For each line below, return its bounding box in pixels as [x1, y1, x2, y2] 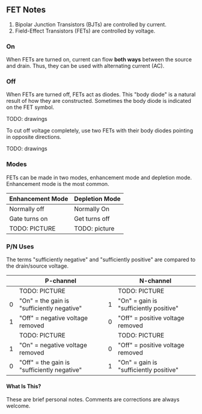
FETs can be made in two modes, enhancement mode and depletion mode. [6, 174, 192, 181]
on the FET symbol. [6, 103, 55, 111]
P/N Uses [6, 242, 34, 250]
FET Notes [6, 5, 46, 15]
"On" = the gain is [19, 297, 69, 304]
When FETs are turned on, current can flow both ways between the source [6, 56, 192, 63]
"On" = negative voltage [19, 341, 87, 349]
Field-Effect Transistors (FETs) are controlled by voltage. [14, 27, 156, 34]
